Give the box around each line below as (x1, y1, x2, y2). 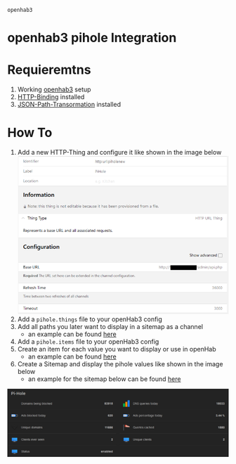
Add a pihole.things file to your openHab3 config (17, 315, 163, 323)
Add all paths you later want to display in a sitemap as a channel (17, 322, 204, 330)
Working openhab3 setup (17, 85, 91, 94)
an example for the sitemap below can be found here (27, 375, 181, 383)
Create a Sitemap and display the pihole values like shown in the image (17, 359, 223, 368)
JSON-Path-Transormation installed (17, 101, 122, 109)
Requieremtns (7, 62, 91, 78)
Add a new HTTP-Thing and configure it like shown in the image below (17, 148, 222, 157)
